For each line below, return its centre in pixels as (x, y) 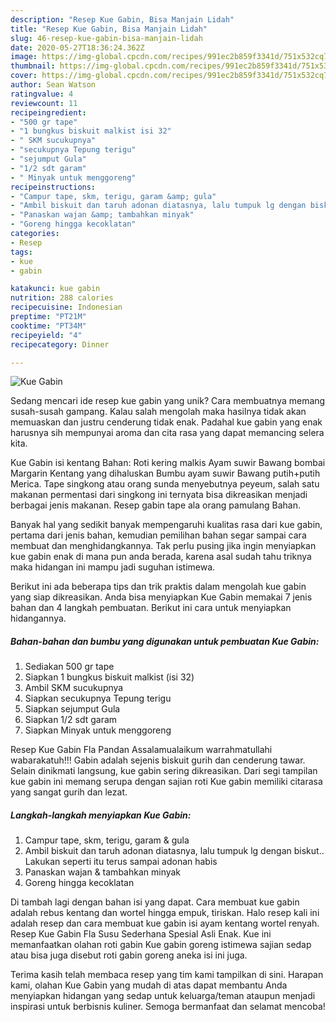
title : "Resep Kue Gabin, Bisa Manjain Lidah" (109, 29)
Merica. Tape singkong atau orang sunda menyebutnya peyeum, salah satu (165, 484)
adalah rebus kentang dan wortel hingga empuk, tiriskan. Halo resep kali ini (165, 913)
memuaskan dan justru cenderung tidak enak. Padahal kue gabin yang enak (166, 422)
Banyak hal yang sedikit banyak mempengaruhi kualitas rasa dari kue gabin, (166, 525)
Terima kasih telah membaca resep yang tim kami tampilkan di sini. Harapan (167, 975)
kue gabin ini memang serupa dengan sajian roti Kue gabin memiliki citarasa (166, 782)
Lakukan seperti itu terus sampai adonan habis (121, 862)
